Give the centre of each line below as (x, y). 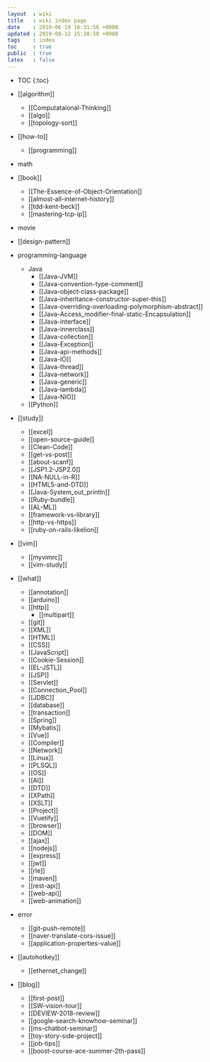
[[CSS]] (39, 645)
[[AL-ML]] (42, 507)
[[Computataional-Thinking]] (70, 108)
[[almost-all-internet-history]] (71, 198)
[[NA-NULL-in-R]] (54, 477)
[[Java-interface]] (65, 321)
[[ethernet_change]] (57, 971)
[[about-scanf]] (51, 462)
